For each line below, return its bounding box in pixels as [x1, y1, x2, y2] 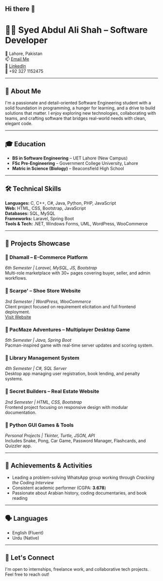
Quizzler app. [5, 443, 32, 449]
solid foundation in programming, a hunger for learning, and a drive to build [5, 105, 155, 111]
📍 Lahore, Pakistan [5, 51, 43, 56]
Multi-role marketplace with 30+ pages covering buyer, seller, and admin [5, 270, 150, 276]
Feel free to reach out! [5, 572, 49, 578]
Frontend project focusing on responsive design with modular [5, 404, 128, 410]
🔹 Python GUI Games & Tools [5, 422, 74, 428]
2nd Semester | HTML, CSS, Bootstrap [5, 399, 82, 405]
